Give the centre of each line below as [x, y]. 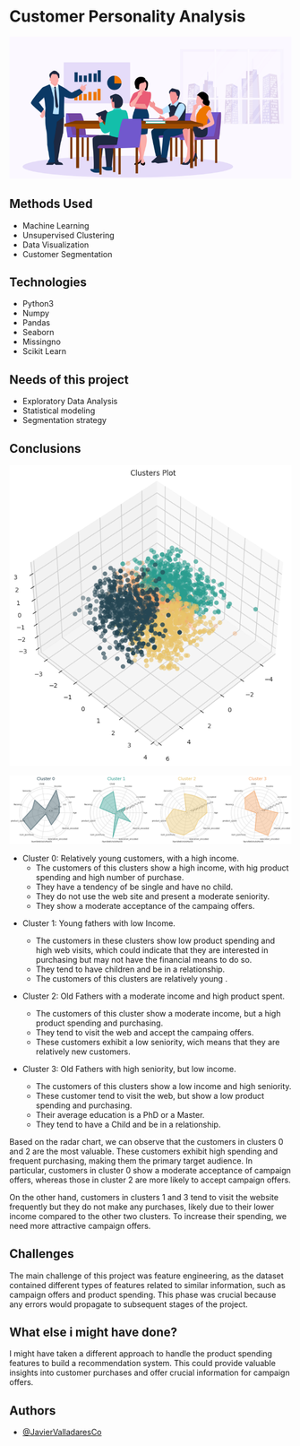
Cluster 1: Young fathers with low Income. [99, 923]
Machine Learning [56, 225]
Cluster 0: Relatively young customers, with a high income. [130, 858]
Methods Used [51, 204]
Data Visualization [56, 245]
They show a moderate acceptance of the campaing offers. [145, 905]
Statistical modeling [59, 411]
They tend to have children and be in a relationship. [130, 969]
